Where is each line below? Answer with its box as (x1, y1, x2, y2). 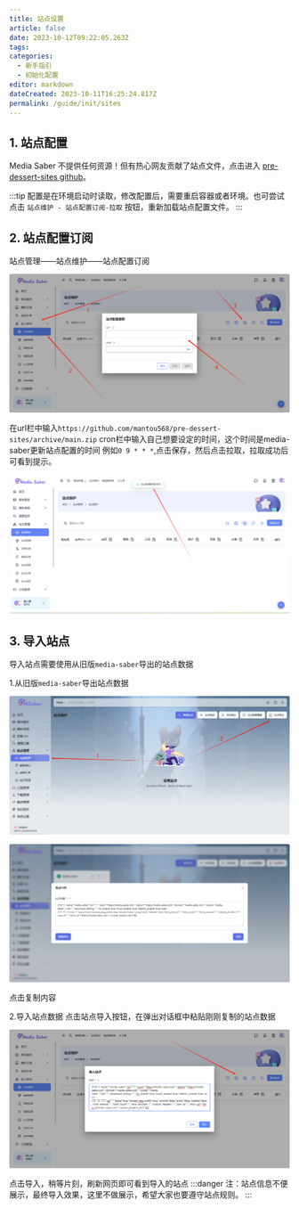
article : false (9, 23, 66, 33)
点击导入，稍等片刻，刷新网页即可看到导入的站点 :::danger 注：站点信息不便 (9, 1178, 288, 1188)
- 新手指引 (17, 61, 53, 70)
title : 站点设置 (9, 14, 64, 23)
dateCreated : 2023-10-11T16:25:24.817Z (9, 89, 158, 98)
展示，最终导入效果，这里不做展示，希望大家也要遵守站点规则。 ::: (9, 1189, 253, 1200)
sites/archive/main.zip (9, 435, 98, 445)
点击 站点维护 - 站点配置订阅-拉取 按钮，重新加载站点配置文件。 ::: (9, 201, 243, 213)
